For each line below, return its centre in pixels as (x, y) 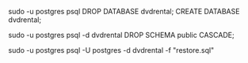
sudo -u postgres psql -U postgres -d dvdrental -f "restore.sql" (111, 50)
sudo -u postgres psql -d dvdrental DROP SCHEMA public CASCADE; (122, 35)
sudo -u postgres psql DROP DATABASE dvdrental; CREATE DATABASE (124, 11)
